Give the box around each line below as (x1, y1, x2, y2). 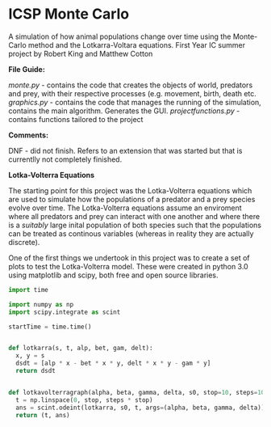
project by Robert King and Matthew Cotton (8, 49, 153, 58)
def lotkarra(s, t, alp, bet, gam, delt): (8, 345, 153, 353)
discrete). (8, 237, 40, 247)
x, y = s (15, 352, 45, 360)
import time (8, 285, 48, 294)
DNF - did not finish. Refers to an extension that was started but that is (8, 146, 243, 155)
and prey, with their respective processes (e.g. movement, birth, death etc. (8, 88, 256, 98)
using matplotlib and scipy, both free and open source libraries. (8, 270, 219, 280)
